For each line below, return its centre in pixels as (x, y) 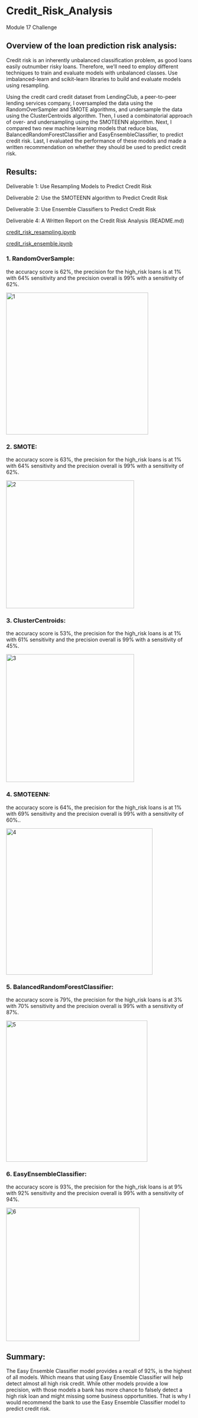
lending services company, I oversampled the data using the (79, 103)
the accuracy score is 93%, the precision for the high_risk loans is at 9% (95, 1187)
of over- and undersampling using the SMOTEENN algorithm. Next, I (89, 122)
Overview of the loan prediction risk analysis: (92, 46)
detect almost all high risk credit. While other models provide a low (87, 1384)
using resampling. (28, 85)
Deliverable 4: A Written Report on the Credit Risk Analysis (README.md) (95, 221)
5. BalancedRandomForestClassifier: (60, 987)
